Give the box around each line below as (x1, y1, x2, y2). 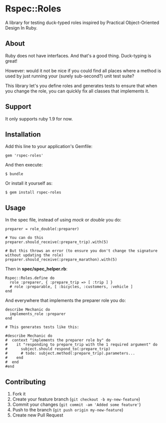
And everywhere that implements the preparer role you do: (5, 297, 126, 303)
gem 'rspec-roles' (5, 153, 43, 158)
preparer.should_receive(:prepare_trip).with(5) (5, 239, 108, 245)
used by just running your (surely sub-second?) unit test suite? (5, 73, 134, 79)
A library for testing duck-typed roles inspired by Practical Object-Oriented (5, 19, 159, 25)
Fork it (12, 391, 26, 396)
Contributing (5, 377, 46, 386)
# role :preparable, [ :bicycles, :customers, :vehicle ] (9, 284, 133, 289)
